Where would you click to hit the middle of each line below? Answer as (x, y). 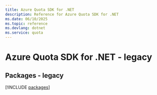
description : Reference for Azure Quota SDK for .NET (62, 14)
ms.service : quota (24, 33)
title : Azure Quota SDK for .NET (40, 10)
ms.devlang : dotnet (25, 28)
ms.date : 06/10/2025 (27, 19)
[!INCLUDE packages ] (28, 87)
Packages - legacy (34, 75)
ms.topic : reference (27, 24)
